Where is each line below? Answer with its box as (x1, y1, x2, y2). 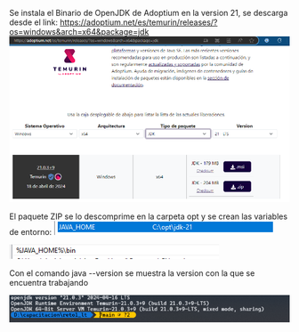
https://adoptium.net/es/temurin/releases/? (60, 17, 218, 28)
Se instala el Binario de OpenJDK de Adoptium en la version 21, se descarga (9, 8, 288, 18)
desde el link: (9, 17, 59, 28)
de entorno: (9, 227, 53, 238)
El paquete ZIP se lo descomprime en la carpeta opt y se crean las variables (9, 211, 287, 222)
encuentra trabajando (9, 278, 89, 288)
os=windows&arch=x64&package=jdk (9, 27, 149, 36)
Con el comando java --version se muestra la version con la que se (9, 268, 255, 279)
